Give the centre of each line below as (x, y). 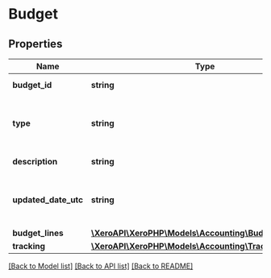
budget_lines (38, 233)
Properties (35, 44)
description (35, 162)
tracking (29, 246)
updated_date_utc (48, 200)
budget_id (32, 85)
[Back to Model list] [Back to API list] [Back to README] (101, 266)
